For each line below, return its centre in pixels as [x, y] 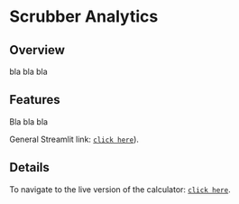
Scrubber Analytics [84, 17]
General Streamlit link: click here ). [74, 139]
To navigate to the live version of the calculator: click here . [120, 189]
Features [35, 100]
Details [29, 167]
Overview [37, 50]
